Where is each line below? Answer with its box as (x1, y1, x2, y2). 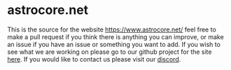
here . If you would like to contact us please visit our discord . (7, 55, 181, 63)
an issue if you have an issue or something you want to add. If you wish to (7, 40, 220, 48)
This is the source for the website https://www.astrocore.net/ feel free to (7, 25, 217, 34)
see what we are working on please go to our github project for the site (7, 48, 212, 56)
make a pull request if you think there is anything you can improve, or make (7, 32, 224, 41)
